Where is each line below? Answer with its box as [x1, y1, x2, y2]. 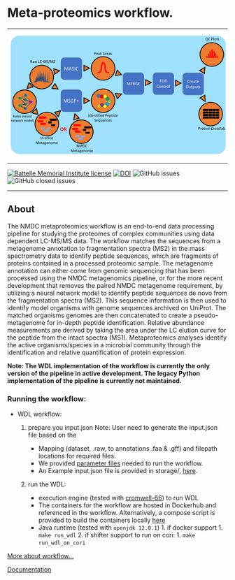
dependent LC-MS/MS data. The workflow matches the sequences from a [7, 236, 221, 245]
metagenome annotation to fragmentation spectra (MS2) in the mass [7, 244, 205, 252]
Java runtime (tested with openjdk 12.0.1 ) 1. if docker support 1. [38, 523, 223, 532]
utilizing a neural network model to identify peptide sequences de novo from [7, 289, 227, 297]
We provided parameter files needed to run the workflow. [38, 459, 204, 467]
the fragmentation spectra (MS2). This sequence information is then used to [7, 296, 227, 305]
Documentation [7, 565, 52, 574]
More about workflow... [7, 552, 74, 560]
